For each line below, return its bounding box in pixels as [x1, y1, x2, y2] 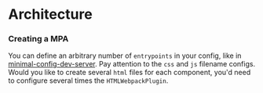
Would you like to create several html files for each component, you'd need [8, 68, 251, 77]
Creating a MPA [8, 34, 69, 45]
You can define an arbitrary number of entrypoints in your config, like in [8, 51, 242, 60]
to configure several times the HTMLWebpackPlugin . [8, 76, 169, 85]
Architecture [8, 5, 93, 23]
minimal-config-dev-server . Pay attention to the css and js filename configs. [8, 59, 256, 69]
